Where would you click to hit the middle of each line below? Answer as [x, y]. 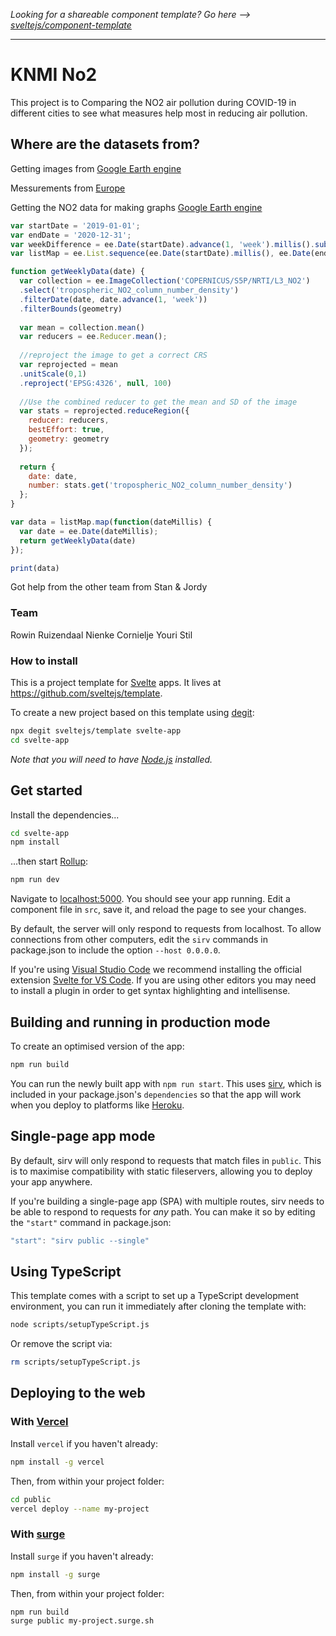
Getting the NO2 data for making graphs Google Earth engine [136, 207]
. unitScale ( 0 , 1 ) [53, 374]
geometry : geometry [69, 439]
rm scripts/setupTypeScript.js [75, 1362]
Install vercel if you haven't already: [84, 1443]
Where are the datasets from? [105, 144]
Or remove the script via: [61, 1344]
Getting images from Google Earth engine [96, 168]
